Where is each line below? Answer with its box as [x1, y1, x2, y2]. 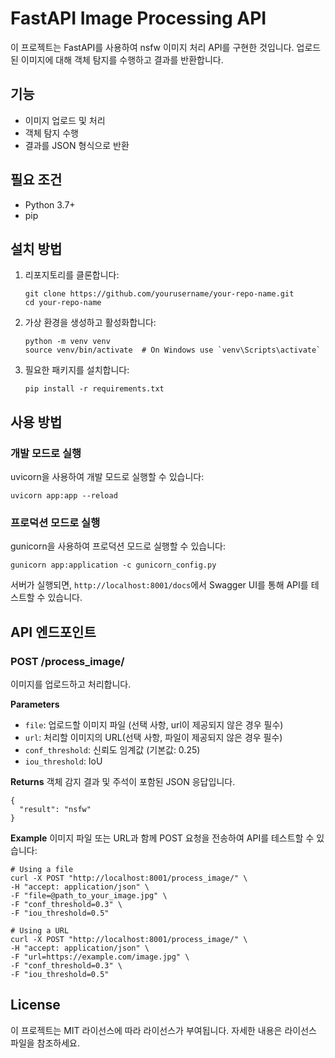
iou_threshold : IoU [24, 755, 103, 767]
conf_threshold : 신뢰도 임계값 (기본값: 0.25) [24, 744, 201, 756]
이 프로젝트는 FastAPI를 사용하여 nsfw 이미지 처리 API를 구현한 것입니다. [10, 41, 295, 53]
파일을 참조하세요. [10, 1037, 81, 1049]
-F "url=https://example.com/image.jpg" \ [10, 952, 190, 962]
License [10, 997, 61, 1014]
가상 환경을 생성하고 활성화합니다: [24, 317, 157, 329]
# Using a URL [10, 926, 70, 936]
